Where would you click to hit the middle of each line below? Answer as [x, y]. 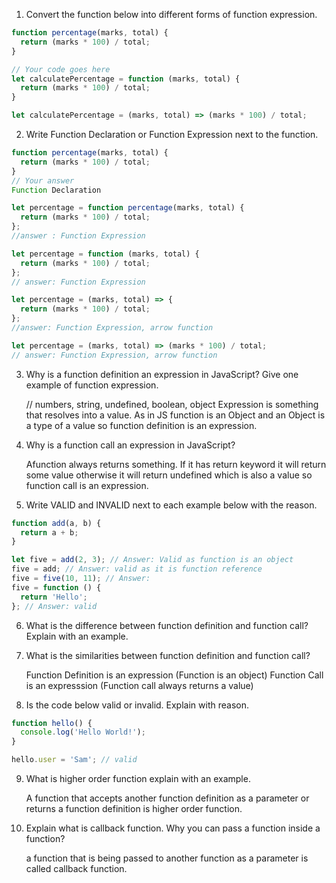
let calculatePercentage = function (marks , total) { [126, 79]
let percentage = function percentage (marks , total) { [128, 208]
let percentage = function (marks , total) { [105, 254]
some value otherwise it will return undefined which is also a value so [169, 475]
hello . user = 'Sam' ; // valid [74, 760]
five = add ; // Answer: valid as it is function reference [137, 569]
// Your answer [43, 180]
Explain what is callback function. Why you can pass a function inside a [173, 828]
